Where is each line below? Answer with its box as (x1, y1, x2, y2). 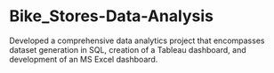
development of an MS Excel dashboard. (9, 54, 158, 64)
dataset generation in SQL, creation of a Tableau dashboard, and (9, 44, 246, 55)
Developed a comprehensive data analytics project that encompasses (9, 35, 265, 46)
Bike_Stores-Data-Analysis (9, 6, 214, 26)
